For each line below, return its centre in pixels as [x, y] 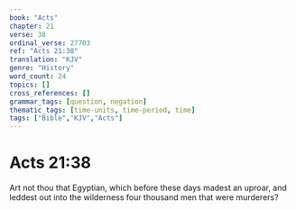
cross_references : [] [50, 93]
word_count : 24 [38, 77]
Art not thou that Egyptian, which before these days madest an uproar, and [148, 188]
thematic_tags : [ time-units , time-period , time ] [102, 110]
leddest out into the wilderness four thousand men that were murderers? [144, 197]
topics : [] [30, 85]
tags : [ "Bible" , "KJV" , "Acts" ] [66, 118]
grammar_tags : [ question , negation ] [78, 101]
